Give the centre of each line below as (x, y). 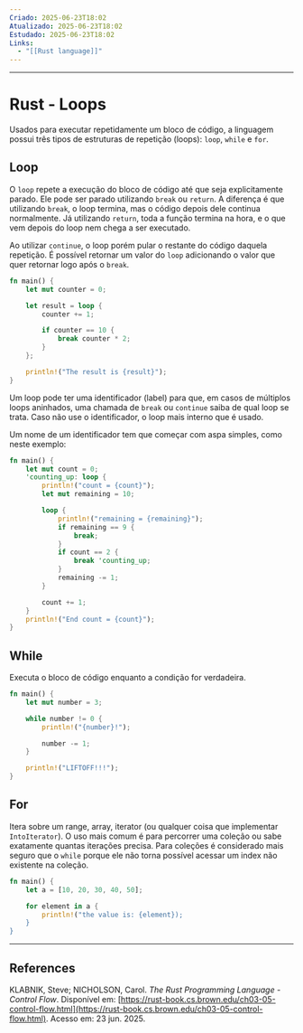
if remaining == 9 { (96, 527)
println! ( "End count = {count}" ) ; (90, 619)
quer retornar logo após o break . (69, 264)
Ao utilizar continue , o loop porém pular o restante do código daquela (138, 245)
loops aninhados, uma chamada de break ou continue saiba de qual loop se (149, 407)
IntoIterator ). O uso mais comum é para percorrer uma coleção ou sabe (146, 836)
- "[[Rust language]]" (60, 52)
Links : (22, 43)
